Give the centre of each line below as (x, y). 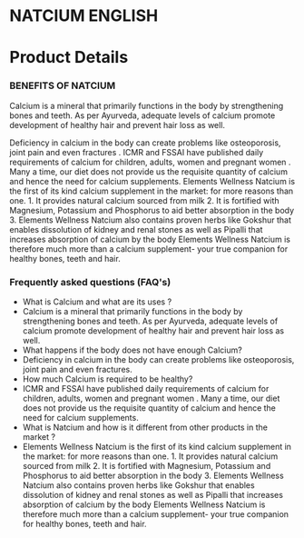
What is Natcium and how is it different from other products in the (145, 427)
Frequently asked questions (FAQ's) (90, 282)
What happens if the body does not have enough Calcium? (132, 350)
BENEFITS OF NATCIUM (63, 85)
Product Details (69, 58)
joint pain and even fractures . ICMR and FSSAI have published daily (137, 152)
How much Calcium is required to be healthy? (108, 379)
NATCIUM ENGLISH (84, 16)
